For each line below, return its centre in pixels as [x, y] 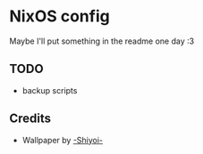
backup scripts [50, 90]
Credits [30, 119]
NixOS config [59, 16]
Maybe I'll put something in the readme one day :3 [102, 41]
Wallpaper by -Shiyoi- [63, 140]
